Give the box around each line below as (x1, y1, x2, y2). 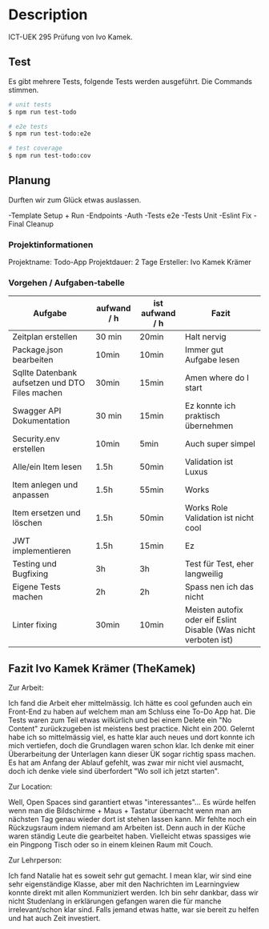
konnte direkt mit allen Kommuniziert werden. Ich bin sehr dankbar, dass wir (8, 888, 259, 898)
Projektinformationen (8, 238, 94, 250)
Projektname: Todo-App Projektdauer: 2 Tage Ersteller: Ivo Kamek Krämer (8, 258, 252, 267)
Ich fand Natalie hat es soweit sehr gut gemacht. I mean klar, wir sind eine (8, 871, 252, 881)
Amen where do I (185, 372, 250, 383)
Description (8, 6, 88, 24)
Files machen (12, 387, 62, 398)
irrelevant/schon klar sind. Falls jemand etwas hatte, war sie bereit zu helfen (8, 905, 259, 915)
